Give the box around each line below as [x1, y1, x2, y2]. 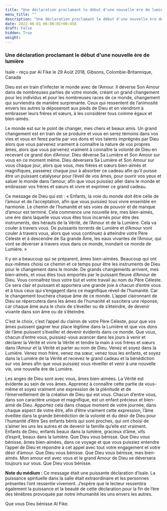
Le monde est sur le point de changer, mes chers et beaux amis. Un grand [5, 126, 157, 131]
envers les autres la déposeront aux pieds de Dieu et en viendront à [5, 105, 144, 111]
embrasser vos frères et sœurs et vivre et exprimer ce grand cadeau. [5, 184, 147, 190]
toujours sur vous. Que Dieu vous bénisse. [5, 460, 92, 466]
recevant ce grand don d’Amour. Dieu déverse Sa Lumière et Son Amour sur [5, 152, 161, 158]
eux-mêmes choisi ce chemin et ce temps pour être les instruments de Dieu [5, 261, 161, 267]
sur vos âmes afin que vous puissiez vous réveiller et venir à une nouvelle [5, 361, 156, 367]
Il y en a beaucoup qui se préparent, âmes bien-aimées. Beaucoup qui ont [5, 256, 157, 262]
